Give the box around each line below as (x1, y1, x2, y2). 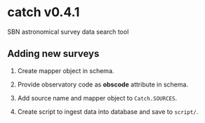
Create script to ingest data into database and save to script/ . (17, 107, 199, 116)
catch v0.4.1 (7, 4, 80, 20)
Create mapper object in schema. (17, 66, 114, 75)
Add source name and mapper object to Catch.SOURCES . (17, 93, 178, 102)
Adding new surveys (7, 48, 100, 60)
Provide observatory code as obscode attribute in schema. (17, 80, 188, 89)
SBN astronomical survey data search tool (7, 27, 129, 36)
